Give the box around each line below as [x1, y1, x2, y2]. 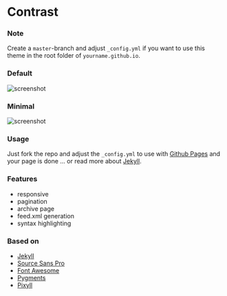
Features [7, 174, 38, 184]
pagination [17, 197, 48, 205]
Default [7, 69, 33, 78]
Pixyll [17, 281, 33, 289]
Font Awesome [17, 266, 60, 275]
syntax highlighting [17, 219, 72, 227]
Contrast [7, 4, 58, 20]
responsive [17, 190, 50, 198]
